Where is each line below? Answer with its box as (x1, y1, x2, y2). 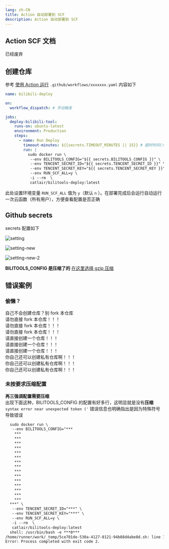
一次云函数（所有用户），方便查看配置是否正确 (5, 196, 100, 202)
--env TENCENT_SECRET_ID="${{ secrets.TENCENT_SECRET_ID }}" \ (30, 161, 165, 166)
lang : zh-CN (5, 7, 30, 13)
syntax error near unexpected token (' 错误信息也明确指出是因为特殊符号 (5, 405, 160, 411)
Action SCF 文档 (5, 36, 56, 45)
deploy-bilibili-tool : (10, 119, 57, 124)
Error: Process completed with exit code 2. (5, 539, 100, 544)
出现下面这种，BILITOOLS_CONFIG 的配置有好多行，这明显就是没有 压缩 (5, 399, 154, 405)
